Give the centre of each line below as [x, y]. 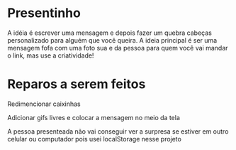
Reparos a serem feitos [77, 84]
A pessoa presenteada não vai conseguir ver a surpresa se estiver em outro [118, 131]
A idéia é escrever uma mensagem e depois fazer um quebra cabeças [110, 33]
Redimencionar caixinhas [44, 104]
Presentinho [44, 13]
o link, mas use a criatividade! [51, 55]
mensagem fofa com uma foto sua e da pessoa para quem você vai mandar [118, 48]
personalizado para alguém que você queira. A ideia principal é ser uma [112, 40]
